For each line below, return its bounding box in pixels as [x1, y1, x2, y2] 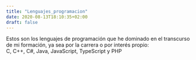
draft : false [6, 19, 38, 25]
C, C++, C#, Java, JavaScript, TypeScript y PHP [6, 48, 122, 55]
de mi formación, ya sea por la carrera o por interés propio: [6, 41, 149, 48]
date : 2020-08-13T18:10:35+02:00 [6, 14, 88, 20]
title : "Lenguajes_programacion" [6, 8, 88, 15]
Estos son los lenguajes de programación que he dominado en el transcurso [6, 36, 190, 43]
